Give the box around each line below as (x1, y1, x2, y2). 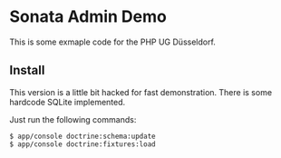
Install (9, 63, 45, 78)
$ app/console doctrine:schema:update (9, 132, 156, 141)
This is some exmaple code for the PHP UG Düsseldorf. (9, 36, 216, 47)
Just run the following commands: (9, 114, 137, 124)
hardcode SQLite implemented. (9, 96, 126, 107)
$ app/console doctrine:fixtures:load (9, 139, 156, 149)
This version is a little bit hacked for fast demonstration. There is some (9, 86, 273, 97)
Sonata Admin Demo (9, 6, 168, 27)
